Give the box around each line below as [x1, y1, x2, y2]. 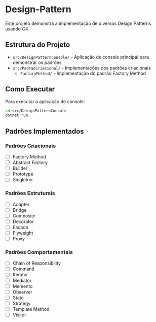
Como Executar [5, 85, 55, 93]
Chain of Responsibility [12, 260, 61, 266]
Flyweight [12, 230, 33, 236]
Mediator [12, 277, 32, 283]
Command [12, 266, 34, 272]
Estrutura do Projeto [5, 41, 70, 49]
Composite [12, 212, 36, 219]
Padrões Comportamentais [5, 248, 73, 255]
